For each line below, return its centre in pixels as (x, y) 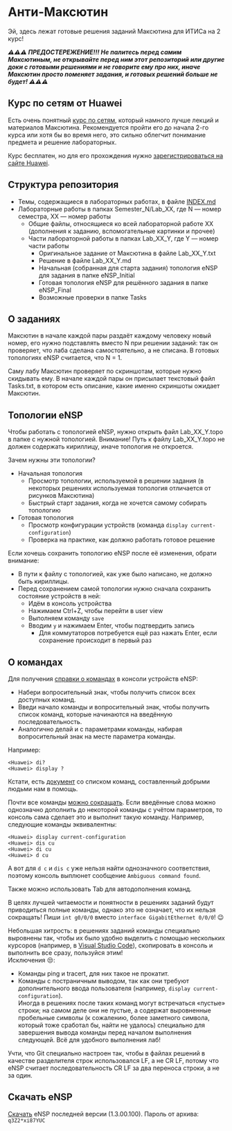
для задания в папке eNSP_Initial (87, 275)
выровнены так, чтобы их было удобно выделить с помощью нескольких (117, 938)
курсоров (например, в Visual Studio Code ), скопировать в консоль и (110, 945)
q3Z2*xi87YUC (27, 1121)
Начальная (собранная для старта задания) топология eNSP (128, 268)
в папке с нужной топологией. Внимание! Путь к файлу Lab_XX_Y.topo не (116, 439)
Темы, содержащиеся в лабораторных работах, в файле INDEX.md (117, 201)
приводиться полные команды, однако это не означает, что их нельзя (112, 910)
